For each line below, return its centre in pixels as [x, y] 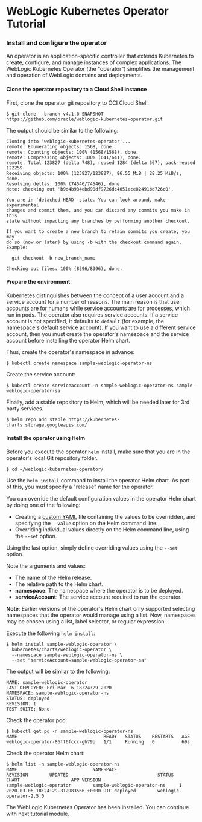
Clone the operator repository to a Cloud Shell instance [77, 90]
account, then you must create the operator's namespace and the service [98, 334]
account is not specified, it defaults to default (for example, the [85, 321]
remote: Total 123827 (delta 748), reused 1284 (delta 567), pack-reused [101, 163]
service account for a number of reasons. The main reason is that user [94, 301]
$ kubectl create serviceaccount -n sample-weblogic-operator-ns [90, 386]
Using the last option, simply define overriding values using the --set [92, 548]
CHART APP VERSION [54, 780]
